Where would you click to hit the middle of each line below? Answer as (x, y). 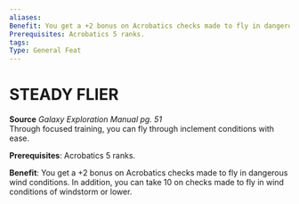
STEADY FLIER (64, 95)
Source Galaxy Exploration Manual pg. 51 (86, 119)
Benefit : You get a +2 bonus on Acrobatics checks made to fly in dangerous (149, 173)
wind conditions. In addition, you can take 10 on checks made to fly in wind (147, 183)
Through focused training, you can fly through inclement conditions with (141, 129)
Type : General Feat (45, 51)
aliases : (25, 17)
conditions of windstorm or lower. (71, 192)
